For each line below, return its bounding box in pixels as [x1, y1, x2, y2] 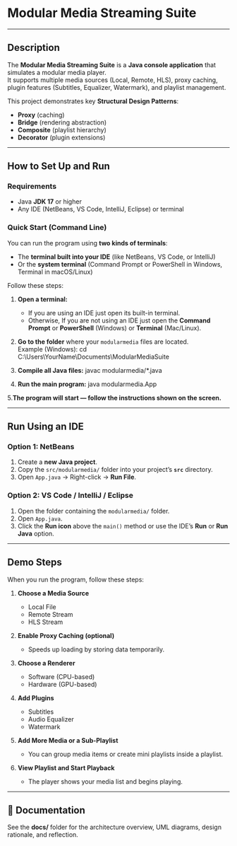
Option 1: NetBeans [7, 442, 75, 452]
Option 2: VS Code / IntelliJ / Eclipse [7, 490, 134, 500]
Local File [28, 603, 56, 611]
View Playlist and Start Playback [17, 763, 115, 772]
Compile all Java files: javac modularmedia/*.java [17, 366, 162, 374]
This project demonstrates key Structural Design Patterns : [7, 97, 179, 105]
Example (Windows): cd [17, 344, 87, 353]
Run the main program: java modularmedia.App [17, 380, 157, 388]
